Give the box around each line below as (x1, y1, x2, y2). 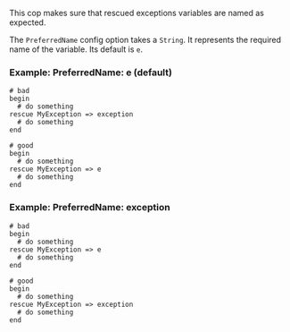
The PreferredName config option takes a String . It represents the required (9, 35, 282, 45)
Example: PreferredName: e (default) (9, 66, 172, 79)
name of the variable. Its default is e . (9, 44, 144, 55)
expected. (9, 17, 46, 28)
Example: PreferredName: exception (9, 201, 171, 214)
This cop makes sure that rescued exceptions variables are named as (9, 8, 265, 18)
